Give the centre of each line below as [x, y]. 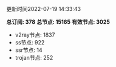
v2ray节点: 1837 [35, 35]
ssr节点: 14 [29, 50]
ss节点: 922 [30, 42]
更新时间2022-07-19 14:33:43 [43, 9]
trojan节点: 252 [34, 58]
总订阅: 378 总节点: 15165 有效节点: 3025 [58, 22]
